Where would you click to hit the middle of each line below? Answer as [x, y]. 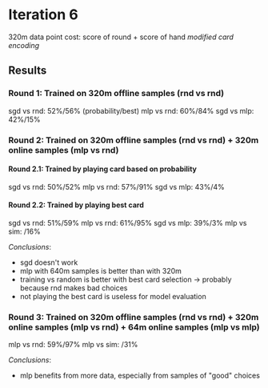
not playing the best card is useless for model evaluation [113, 296]
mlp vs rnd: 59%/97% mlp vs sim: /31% [73, 345]
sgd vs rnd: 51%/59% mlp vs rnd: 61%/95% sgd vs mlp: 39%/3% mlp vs [128, 222]
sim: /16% [25, 231]
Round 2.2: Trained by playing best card [76, 205]
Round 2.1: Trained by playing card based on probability [103, 169]
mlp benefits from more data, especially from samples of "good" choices [140, 376]
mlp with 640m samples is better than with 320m [101, 270]
